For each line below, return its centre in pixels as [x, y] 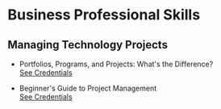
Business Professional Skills [104, 15]
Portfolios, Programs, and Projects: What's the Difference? [116, 64]
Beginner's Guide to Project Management [88, 88]
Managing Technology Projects [88, 45]
